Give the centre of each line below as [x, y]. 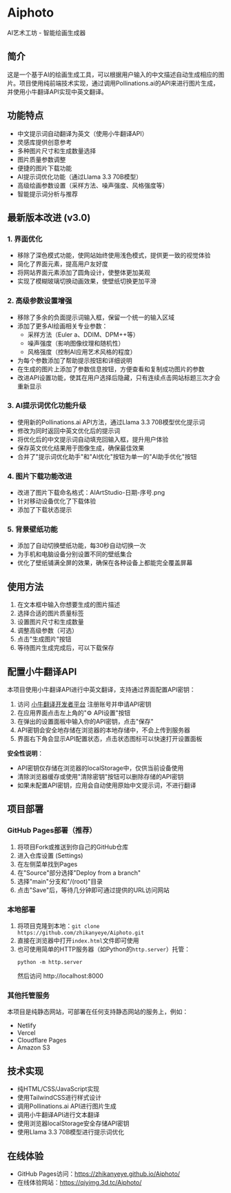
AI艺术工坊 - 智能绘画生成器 [47, 32]
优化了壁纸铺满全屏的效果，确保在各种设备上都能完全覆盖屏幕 [105, 563]
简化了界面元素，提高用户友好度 [62, 264]
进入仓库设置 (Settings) [50, 855]
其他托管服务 [29, 995]
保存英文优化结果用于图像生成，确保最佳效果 [81, 448]
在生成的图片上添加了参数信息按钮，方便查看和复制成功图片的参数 [111, 369]
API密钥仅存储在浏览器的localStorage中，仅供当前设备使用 [100, 768]
